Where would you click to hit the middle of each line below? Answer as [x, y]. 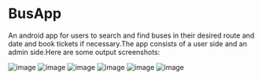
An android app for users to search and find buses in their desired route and [131, 35]
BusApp [35, 14]
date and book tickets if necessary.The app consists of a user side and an [128, 43]
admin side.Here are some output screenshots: [84, 52]
